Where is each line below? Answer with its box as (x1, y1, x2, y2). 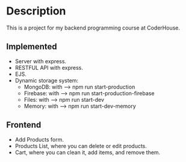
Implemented (6, 42, 57, 52)
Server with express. (14, 57, 67, 64)
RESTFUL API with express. (14, 64, 83, 71)
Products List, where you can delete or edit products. (14, 142, 147, 149)
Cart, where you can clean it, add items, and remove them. (14, 149, 161, 156)
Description (6, 4, 66, 18)
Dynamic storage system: (14, 76, 79, 84)
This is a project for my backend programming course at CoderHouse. (6, 24, 181, 31)
